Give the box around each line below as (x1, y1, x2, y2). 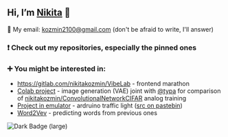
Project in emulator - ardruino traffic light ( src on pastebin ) (16, 101, 183, 110)
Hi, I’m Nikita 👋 (7, 7, 71, 19)
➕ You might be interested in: (7, 63, 106, 73)
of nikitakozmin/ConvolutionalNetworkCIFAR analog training (16, 94, 187, 103)
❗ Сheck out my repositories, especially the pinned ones (7, 43, 197, 52)
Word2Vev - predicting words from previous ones (16, 109, 158, 117)
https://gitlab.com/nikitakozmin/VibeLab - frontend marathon (16, 80, 190, 88)
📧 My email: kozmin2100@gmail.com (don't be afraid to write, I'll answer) (7, 25, 214, 33)
